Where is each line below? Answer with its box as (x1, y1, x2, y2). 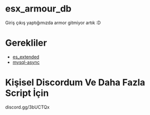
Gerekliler (5, 37, 47, 49)
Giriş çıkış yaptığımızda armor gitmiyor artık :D (5, 20, 101, 26)
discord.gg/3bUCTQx (5, 104, 50, 110)
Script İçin (5, 87, 49, 99)
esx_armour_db (5, 3, 71, 15)
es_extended (12, 54, 39, 60)
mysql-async (12, 59, 40, 65)
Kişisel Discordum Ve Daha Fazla (5, 77, 145, 88)
